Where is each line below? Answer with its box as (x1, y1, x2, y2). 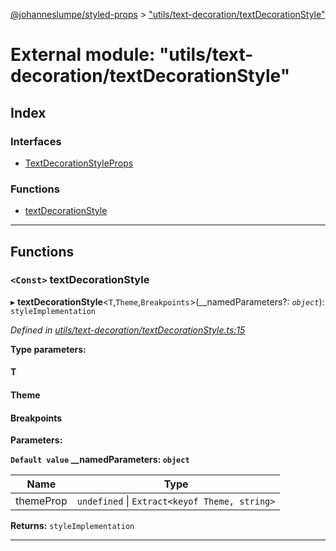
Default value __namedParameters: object (10, 454, 190, 466)
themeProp (15, 494, 68, 508)
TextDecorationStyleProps (24, 157, 134, 169)
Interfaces (10, 134, 62, 148)
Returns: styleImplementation (10, 520, 135, 532)
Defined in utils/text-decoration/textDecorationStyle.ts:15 (10, 324, 246, 336)
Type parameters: (10, 343, 87, 355)
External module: (10, 44, 156, 66)
